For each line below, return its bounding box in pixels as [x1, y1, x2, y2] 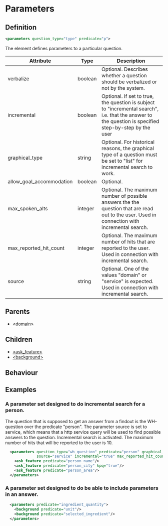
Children [5, 335, 32, 344]
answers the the [101, 199, 139, 206]
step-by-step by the [101, 124, 150, 131]
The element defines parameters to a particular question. [5, 45, 123, 51]
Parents [5, 307, 30, 316]
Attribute [29, 57, 51, 64]
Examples [5, 385, 36, 394]
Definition [5, 23, 36, 32]
